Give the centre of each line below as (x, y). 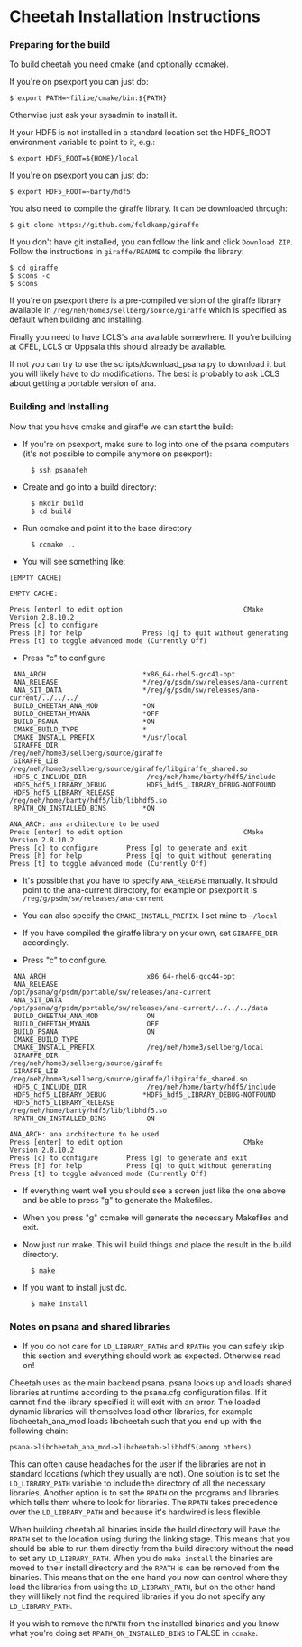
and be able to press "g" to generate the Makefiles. (117, 1200)
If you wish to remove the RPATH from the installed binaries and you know (144, 1624)
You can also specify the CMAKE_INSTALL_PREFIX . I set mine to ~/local (150, 915)
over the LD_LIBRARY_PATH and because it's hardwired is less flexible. (136, 1512)
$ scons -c (30, 276)
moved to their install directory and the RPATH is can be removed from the (145, 1568)
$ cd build (51, 511)
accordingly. (46, 942)
